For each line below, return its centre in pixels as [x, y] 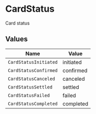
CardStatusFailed [29, 95]
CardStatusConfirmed [33, 70]
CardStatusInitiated [33, 62]
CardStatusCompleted [33, 104]
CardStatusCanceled [31, 79]
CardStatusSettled [30, 87]
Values [17, 39]
